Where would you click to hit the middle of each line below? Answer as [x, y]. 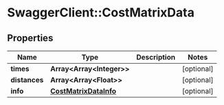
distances [27, 80]
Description [156, 57]
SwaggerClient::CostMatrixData [101, 13]
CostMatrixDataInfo [83, 91]
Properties [30, 38]
